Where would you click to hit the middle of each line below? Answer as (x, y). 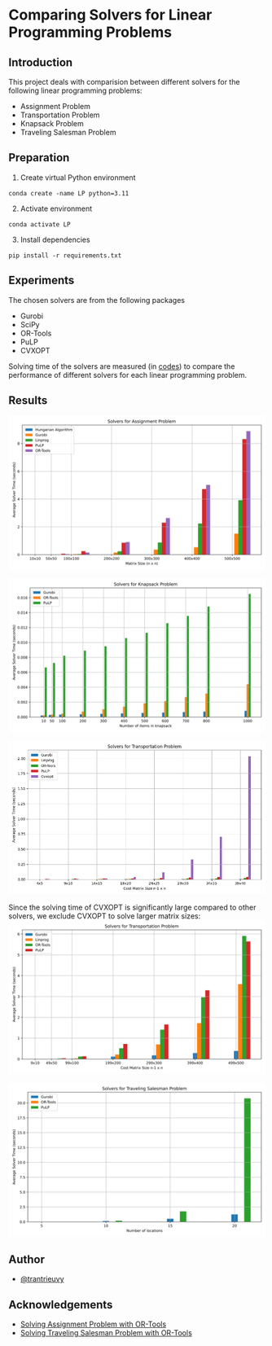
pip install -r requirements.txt (65, 255)
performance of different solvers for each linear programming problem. (128, 375)
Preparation (39, 158)
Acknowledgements (61, 1304)
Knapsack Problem (52, 123)
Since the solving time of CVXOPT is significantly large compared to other (132, 908)
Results (28, 401)
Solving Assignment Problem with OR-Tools (93, 1324)
